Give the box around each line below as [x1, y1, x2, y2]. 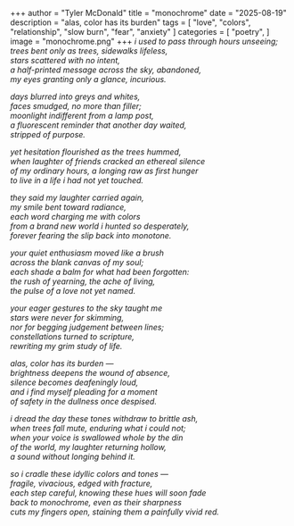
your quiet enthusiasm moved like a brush [10, 247, 164, 258]
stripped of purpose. [10, 129, 86, 139]
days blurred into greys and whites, [10, 91, 141, 102]
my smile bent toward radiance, [10, 202, 127, 213]
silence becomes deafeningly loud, [10, 377, 139, 388]
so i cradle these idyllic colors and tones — [10, 469, 168, 479]
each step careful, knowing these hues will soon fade [10, 488, 207, 498]
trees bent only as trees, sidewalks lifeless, [10, 46, 168, 56]
